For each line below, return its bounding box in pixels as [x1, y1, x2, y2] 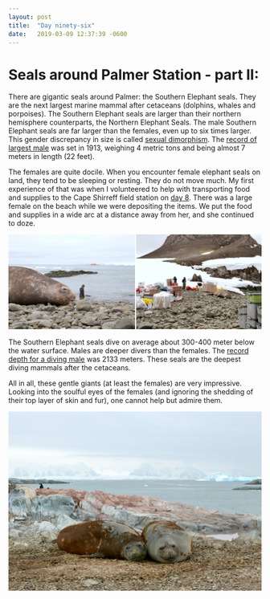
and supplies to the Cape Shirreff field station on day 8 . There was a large [8, 193, 253, 202]
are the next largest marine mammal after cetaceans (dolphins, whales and [8, 100, 256, 110]
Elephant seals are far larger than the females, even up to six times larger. [8, 126, 252, 136]
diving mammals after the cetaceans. [8, 363, 131, 373]
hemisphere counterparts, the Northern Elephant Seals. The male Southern [8, 117, 257, 128]
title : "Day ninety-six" [8, 21, 95, 30]
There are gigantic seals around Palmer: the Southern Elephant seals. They [8, 92, 256, 102]
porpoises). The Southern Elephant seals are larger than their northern [8, 109, 242, 119]
